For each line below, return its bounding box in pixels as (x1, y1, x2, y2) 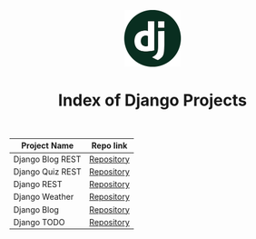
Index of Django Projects (57, 90, 248, 111)
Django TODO (13, 216, 65, 227)
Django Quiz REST (13, 165, 82, 177)
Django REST (13, 179, 63, 190)
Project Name (21, 140, 74, 151)
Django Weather (13, 192, 74, 203)
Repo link (91, 140, 128, 151)
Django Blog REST (13, 154, 82, 164)
